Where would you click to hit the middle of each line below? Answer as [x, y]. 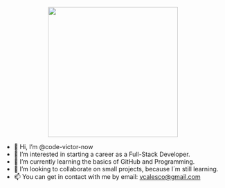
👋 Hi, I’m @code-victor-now [53, 147]
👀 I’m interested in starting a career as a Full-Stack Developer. [102, 154]
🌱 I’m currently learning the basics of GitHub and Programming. [104, 162]
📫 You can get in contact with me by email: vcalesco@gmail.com [107, 177]
